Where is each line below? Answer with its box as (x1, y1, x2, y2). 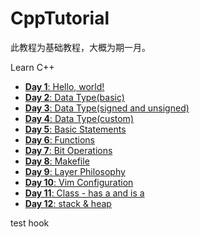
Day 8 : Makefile (24, 155, 90, 167)
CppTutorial (10, 7, 110, 30)
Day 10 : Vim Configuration (24, 176, 134, 188)
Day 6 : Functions (24, 133, 95, 146)
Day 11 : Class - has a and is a (24, 187, 145, 199)
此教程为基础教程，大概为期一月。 (10, 41, 151, 53)
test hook (10, 217, 50, 229)
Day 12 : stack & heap (24, 197, 112, 209)
